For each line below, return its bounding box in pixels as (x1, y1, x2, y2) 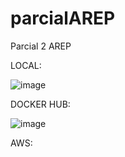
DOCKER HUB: (10, 98, 71, 110)
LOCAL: (10, 59, 42, 71)
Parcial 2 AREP (10, 40, 72, 52)
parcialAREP (10, 7, 116, 30)
